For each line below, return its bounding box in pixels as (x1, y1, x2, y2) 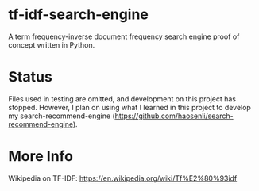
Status (8, 68, 53, 86)
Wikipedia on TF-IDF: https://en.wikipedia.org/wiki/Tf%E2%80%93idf (8, 173, 238, 183)
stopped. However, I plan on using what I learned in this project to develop (8, 102, 252, 112)
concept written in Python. (8, 40, 95, 49)
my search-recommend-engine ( (8, 111, 115, 120)
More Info (8, 147, 74, 166)
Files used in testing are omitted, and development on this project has (8, 94, 237, 104)
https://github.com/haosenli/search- (114, 111, 234, 120)
